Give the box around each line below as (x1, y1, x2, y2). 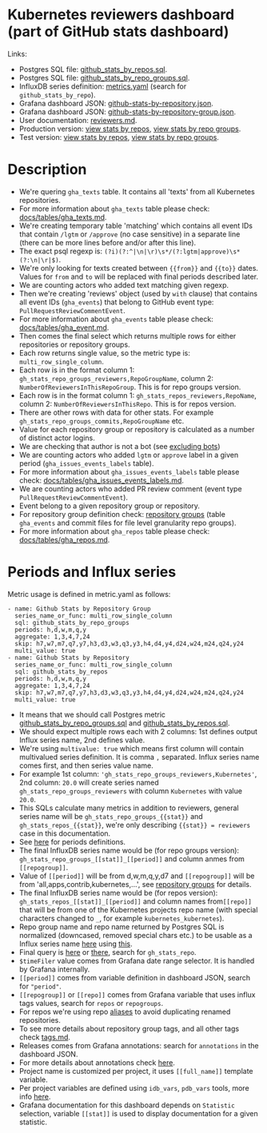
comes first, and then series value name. (18, 761, 153, 770)
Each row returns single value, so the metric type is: (18, 348, 191, 357)
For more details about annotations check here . (18, 1057, 175, 1067)
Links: (7, 49, 27, 58)
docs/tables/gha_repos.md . (18, 535, 110, 544)
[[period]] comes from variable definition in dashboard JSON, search (18, 972, 251, 982)
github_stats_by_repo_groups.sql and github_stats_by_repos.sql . (18, 718, 230, 728)
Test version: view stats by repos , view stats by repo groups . (18, 132, 219, 141)
